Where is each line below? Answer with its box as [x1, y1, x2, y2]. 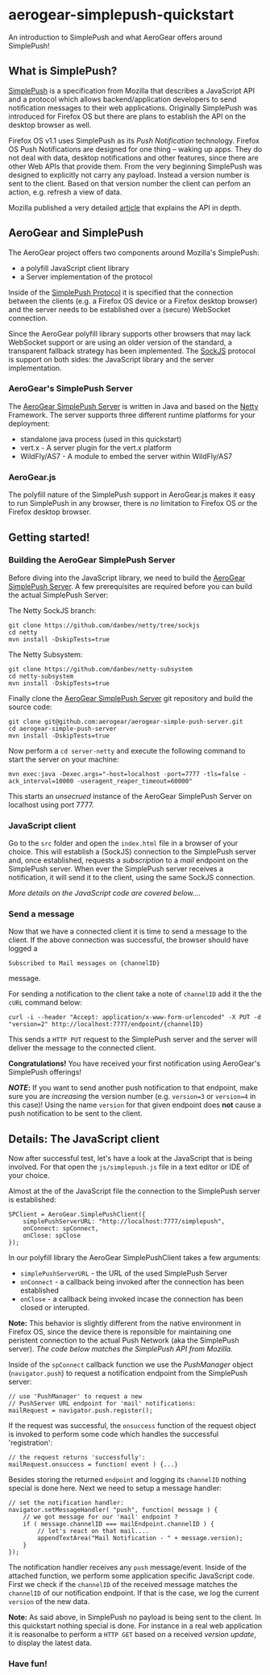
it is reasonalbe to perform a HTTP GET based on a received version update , [8, 1630, 256, 1639]
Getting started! [8, 530, 90, 544]
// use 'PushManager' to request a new [8, 1393, 143, 1401]
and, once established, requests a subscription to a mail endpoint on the [8, 855, 248, 865]
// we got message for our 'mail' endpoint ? [23, 1513, 179, 1522]
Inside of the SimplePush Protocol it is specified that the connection [8, 287, 234, 297]
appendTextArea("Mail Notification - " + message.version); [37, 1535, 243, 1543]
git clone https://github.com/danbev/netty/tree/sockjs [8, 621, 200, 629]
